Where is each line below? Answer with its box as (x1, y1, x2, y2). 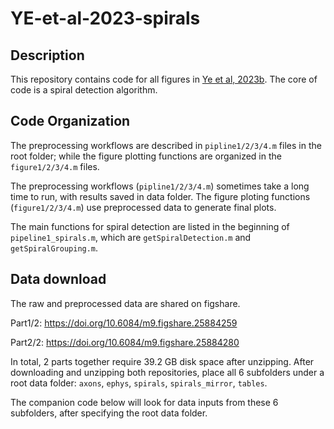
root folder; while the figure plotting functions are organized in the (10, 150, 282, 162)
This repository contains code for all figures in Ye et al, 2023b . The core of (10, 73, 318, 85)
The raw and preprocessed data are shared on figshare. (10, 297, 241, 309)
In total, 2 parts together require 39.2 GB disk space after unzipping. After (10, 355, 315, 367)
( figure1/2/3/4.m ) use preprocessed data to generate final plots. (10, 201, 277, 213)
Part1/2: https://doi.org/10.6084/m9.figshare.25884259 (10, 317, 238, 329)
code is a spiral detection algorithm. (10, 84, 158, 96)
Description (10, 47, 85, 64)
